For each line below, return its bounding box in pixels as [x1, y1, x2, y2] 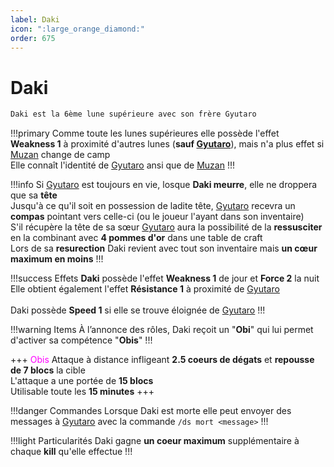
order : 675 [10, 33, 56, 43]
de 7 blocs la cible [10, 364, 86, 376]
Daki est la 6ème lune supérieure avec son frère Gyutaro [10, 109, 257, 120]
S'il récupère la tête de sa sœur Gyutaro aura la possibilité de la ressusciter [10, 221, 323, 233]
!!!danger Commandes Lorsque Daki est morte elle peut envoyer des [10, 405, 292, 417]
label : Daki [10, 14, 60, 25]
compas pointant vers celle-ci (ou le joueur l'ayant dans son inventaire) [10, 211, 305, 223]
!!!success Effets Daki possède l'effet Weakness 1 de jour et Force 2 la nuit [10, 272, 320, 285]
